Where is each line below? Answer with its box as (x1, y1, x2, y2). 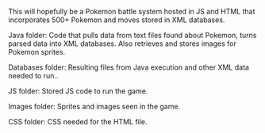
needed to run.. (8, 71, 59, 80)
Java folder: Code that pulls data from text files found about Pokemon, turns (8, 31, 257, 40)
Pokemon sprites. (8, 47, 66, 56)
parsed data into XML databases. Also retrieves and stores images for (8, 39, 236, 48)
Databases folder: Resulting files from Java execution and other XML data (8, 63, 250, 72)
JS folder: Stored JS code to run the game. (8, 86, 148, 96)
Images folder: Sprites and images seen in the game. (8, 102, 181, 111)
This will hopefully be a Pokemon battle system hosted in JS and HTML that (8, 7, 255, 16)
